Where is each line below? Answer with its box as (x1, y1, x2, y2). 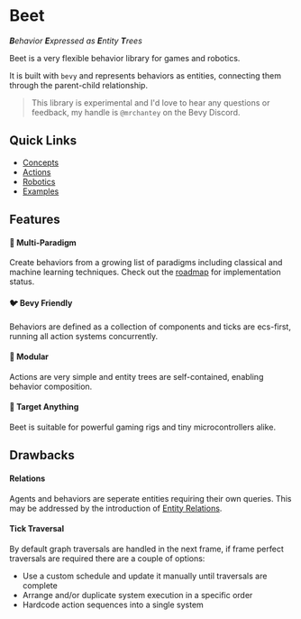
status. (9, 276, 35, 287)
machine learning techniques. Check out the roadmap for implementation (9, 267, 281, 278)
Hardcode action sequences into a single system (22, 599, 205, 610)
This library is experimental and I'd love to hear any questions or (31, 97, 270, 108)
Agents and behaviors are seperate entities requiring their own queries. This (9, 493, 292, 504)
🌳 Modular (9, 351, 50, 362)
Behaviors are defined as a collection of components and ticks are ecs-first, (9, 321, 291, 332)
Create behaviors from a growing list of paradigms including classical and (9, 257, 283, 268)
